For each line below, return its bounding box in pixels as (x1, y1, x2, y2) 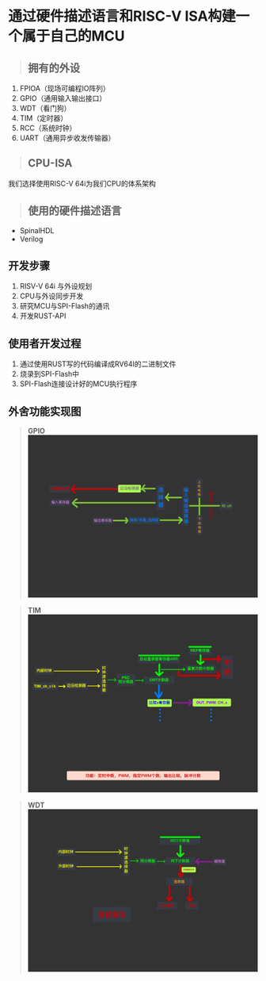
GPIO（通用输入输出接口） (19, 94, 107, 103)
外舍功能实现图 (8, 404, 82, 418)
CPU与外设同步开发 (19, 291, 84, 301)
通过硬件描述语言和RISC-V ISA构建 (8, 7, 236, 25)
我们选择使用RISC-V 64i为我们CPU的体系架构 (8, 178, 157, 188)
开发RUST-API (19, 311, 66, 321)
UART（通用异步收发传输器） (19, 133, 116, 143)
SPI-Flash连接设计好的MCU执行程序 (19, 379, 138, 389)
